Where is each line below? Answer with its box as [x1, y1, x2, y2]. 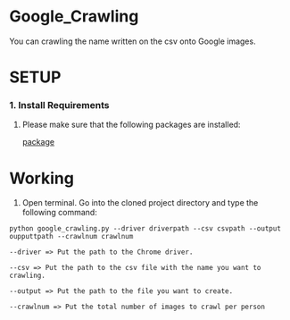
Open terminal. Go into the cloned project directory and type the [21, 198, 259, 208]
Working [9, 168, 74, 189]
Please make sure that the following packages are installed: [21, 119, 241, 131]
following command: [21, 207, 98, 218]
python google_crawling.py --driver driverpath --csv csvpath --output [9, 224, 281, 233]
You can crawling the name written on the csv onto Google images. [9, 36, 256, 46]
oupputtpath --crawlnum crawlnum [9, 232, 134, 241]
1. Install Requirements [9, 99, 110, 112]
